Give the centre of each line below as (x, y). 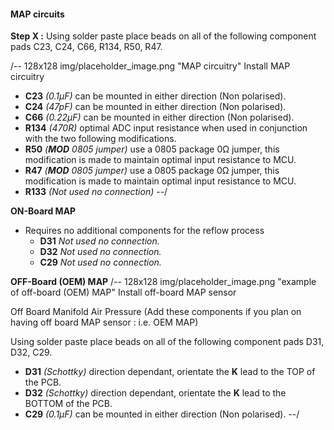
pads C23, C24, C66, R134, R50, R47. (86, 47)
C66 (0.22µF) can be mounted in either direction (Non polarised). (159, 117)
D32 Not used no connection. (100, 252)
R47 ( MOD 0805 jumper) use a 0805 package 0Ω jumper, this (152, 171)
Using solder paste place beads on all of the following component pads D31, (167, 342)
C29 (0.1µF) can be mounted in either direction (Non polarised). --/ (162, 414)
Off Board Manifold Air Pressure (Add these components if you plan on (156, 312)
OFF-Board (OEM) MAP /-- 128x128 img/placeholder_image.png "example (163, 282)
